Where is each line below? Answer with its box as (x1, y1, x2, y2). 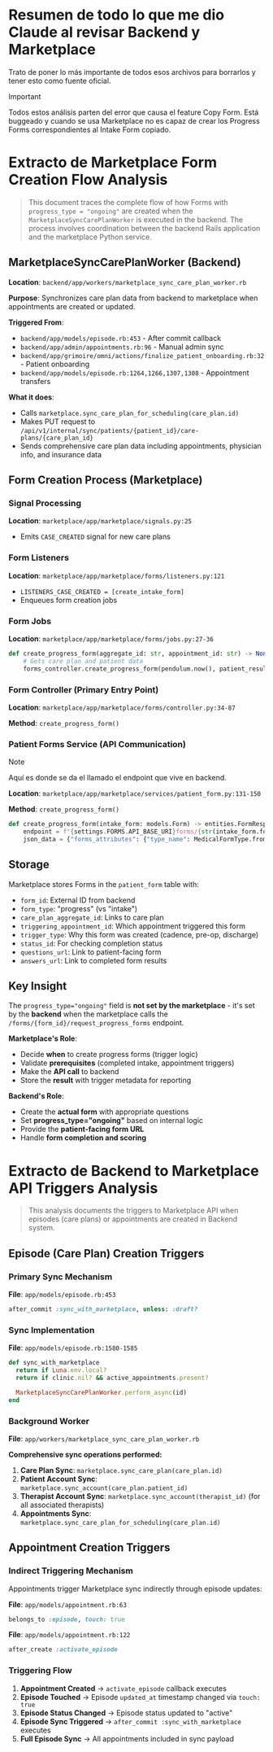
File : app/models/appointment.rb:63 (8, 1599, 128, 1609)
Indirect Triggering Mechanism (8, 1565, 134, 1576)
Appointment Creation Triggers (8, 1540, 171, 1555)
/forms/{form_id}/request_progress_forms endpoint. (8, 1018, 184, 1028)
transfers (19, 376, 51, 386)
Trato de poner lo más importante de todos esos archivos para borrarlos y (8, 67, 256, 76)
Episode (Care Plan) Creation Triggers (8, 1247, 205, 1260)
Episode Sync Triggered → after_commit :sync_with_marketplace (19, 1716, 242, 1726)
